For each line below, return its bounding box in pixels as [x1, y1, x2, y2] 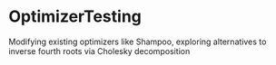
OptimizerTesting [8, 6, 143, 27]
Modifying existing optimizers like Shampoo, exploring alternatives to [8, 36, 267, 47]
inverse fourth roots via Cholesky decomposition [8, 45, 191, 56]
